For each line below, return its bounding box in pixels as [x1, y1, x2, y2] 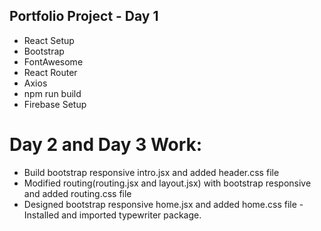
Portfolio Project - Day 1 [9, 8, 159, 25]
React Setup [23, 34, 75, 46]
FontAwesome [23, 55, 84, 68]
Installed [23, 209, 60, 221]
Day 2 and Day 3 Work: [9, 134, 203, 156]
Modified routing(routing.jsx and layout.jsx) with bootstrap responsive [23, 177, 312, 189]
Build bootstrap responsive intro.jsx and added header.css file [23, 166, 280, 178]
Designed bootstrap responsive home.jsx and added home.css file [23, 198, 297, 210]
